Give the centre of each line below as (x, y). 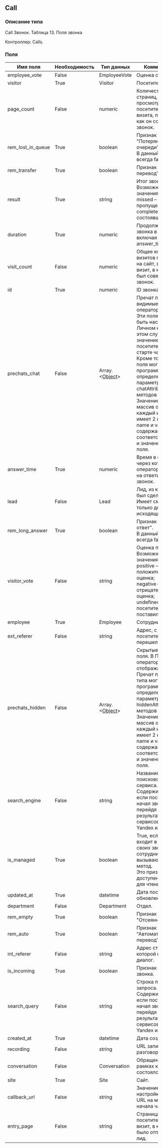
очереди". (148, 147)
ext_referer (20, 636)
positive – (147, 566)
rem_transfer (22, 170)
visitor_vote (20, 581)
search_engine (24, 800)
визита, (145, 115)
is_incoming (21, 971)
